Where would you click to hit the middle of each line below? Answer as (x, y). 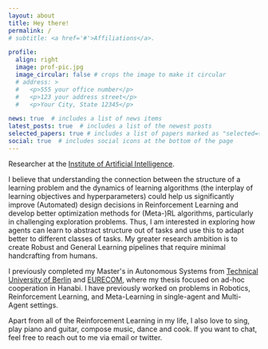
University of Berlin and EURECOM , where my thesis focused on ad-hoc (127, 280)
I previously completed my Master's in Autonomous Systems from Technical (133, 271)
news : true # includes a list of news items (85, 119)
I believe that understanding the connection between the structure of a (124, 179)
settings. (44, 305)
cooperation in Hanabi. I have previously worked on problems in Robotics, (130, 288)
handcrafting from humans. (53, 256)
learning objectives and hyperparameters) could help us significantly (121, 196)
